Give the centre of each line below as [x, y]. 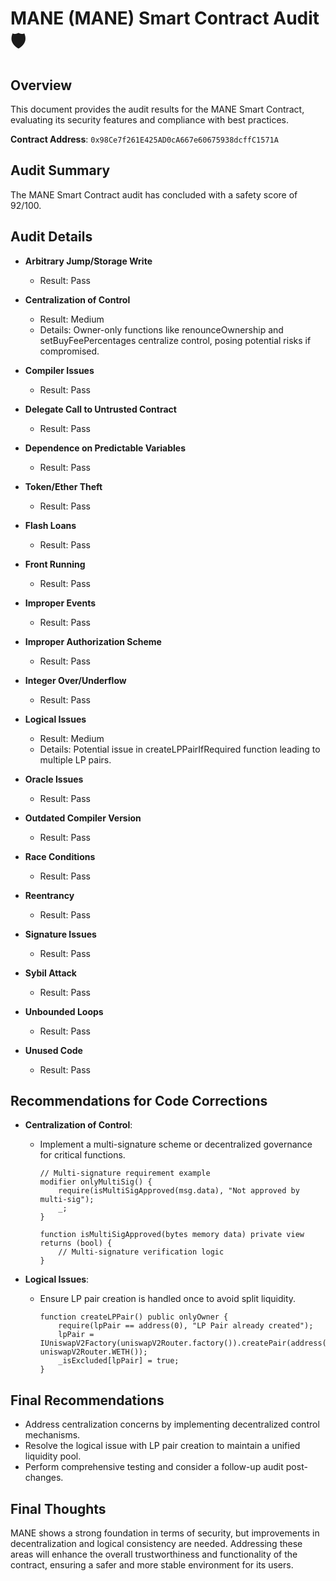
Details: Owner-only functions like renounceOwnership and [161, 329]
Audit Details [51, 237]
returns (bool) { [76, 1243]
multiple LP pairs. [75, 759]
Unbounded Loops [64, 1011]
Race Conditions [60, 856]
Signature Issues [60, 934]
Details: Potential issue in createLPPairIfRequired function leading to [180, 749]
